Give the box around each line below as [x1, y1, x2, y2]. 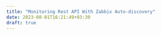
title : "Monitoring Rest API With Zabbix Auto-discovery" [6, 8, 156, 15]
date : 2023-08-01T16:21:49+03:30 [6, 14, 91, 20]
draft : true [6, 20, 36, 26]
